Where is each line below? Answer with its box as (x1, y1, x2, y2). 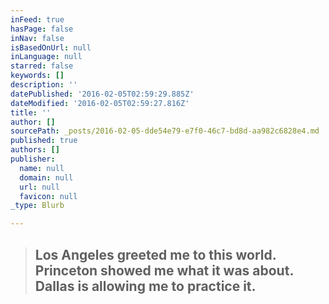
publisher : (10, 154, 56, 164)
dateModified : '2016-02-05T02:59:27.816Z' (10, 98, 190, 108)
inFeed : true (10, 14, 65, 25)
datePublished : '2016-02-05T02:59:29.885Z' (10, 89, 195, 99)
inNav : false (10, 33, 65, 43)
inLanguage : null (10, 52, 83, 62)
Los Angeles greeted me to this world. (34, 246, 277, 263)
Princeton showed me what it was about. (34, 262, 294, 279)
